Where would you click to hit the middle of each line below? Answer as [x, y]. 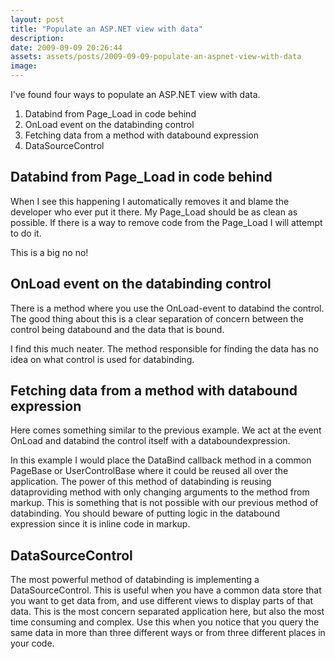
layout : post [37, 19]
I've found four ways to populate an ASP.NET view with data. [135, 94]
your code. [32, 643]
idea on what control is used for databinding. [102, 359]
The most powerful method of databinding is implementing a [135, 580]
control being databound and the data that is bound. [117, 329]
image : [24, 66]
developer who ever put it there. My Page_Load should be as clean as [154, 212]
